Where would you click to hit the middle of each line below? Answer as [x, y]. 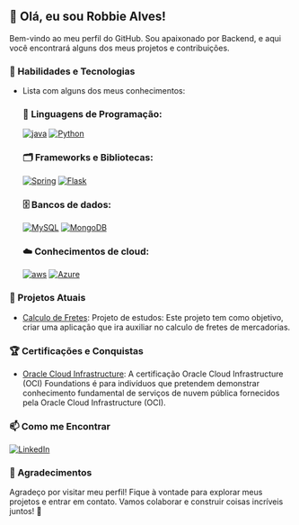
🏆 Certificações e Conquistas [76, 350]
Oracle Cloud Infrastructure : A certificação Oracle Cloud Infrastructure [153, 374]
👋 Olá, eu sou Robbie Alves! [88, 17]
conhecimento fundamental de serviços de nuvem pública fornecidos [151, 393]
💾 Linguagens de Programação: [92, 114]
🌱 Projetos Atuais [48, 298]
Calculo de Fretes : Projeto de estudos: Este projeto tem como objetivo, [153, 317]
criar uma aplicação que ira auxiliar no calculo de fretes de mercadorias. [156, 327]
